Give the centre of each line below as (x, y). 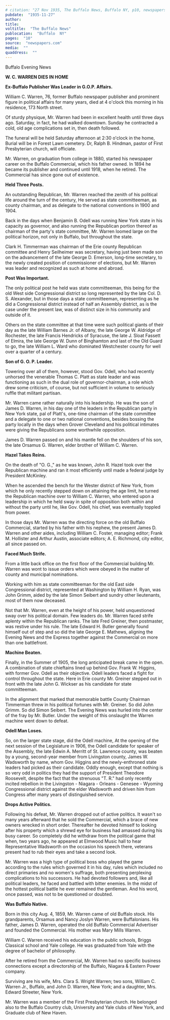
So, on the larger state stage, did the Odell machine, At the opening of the (82, 740)
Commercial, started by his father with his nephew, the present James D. (81, 528)
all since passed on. (26, 544)
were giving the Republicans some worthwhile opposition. (66, 429)
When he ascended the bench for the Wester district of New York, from (80, 485)
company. (16, 971)
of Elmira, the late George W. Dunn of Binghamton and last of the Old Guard (84, 341)
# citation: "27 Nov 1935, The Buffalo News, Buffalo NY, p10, (73, 10)
